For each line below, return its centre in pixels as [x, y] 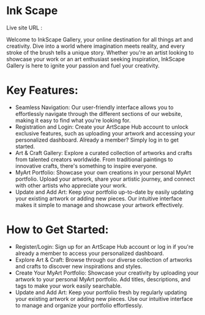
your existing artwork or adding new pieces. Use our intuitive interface [104, 298]
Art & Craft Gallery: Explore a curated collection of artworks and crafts [104, 153]
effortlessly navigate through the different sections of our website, [99, 113]
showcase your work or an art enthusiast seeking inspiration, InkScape [96, 59]
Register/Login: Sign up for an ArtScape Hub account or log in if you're [104, 246]
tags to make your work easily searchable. [69, 286]
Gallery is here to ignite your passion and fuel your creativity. [83, 66]
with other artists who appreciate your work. [71, 185]
